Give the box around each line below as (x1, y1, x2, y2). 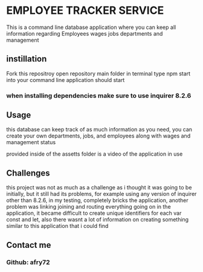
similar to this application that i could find (6, 223, 109, 230)
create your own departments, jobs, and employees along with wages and (6, 132, 191, 139)
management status (6, 139, 56, 146)
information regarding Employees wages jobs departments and (6, 30, 163, 37)
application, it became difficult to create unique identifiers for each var (6, 209, 182, 217)
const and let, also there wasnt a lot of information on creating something (6, 216, 189, 223)
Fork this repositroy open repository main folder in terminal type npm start (6, 70, 191, 77)
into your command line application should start (6, 76, 125, 83)
